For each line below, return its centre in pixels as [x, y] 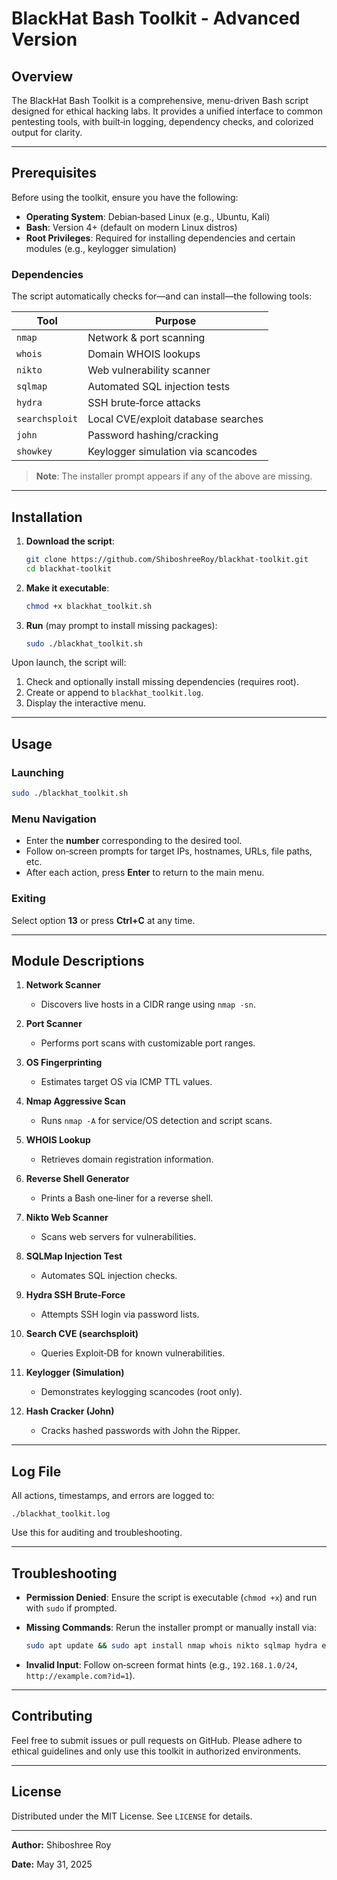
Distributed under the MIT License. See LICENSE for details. [132, 1816]
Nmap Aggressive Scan [75, 1101]
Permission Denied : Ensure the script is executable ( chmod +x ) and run [171, 1598]
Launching [37, 772]
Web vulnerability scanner [149, 370]
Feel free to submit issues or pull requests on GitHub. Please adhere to [157, 1740]
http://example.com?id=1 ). [80, 1675]
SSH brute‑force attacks [144, 403]
